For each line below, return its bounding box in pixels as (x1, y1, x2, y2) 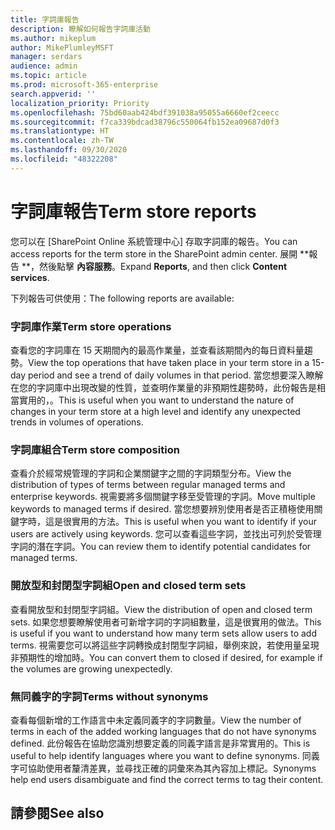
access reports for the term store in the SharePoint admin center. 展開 (10, 247, 298, 260)
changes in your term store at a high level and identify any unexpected (10, 405, 301, 417)
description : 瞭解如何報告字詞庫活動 (10, 24, 151, 34)
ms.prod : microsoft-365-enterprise (10, 80, 159, 90)
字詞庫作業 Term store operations (10, 319, 172, 333)
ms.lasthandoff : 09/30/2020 (10, 145, 128, 155)
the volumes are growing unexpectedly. (10, 662, 173, 675)
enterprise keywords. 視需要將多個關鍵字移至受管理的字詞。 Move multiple (10, 491, 316, 503)
